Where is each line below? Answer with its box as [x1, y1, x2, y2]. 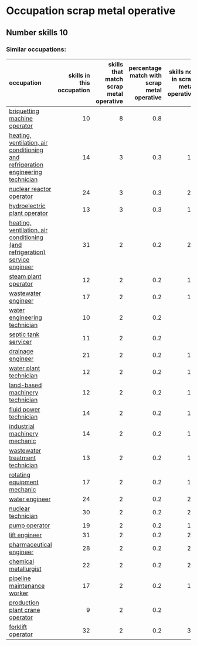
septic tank [9, 330, 40, 339]
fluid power [9, 405, 40, 413]
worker [9, 589, 29, 597]
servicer [9, 337, 32, 346]
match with [130, 71, 162, 79]
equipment [9, 478, 39, 486]
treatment [9, 454, 36, 462]
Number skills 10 [6, 28, 69, 38]
